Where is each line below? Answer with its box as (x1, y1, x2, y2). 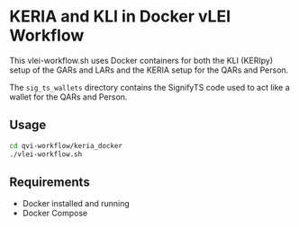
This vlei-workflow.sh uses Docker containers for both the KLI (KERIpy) (9, 55, 273, 65)
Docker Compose (22, 208, 88, 219)
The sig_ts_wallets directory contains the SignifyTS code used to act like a (9, 82, 290, 92)
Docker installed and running (22, 198, 131, 209)
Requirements (9, 174, 90, 189)
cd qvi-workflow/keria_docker (9, 141, 123, 150)
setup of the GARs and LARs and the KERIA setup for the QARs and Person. (9, 65, 289, 75)
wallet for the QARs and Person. (9, 92, 128, 102)
